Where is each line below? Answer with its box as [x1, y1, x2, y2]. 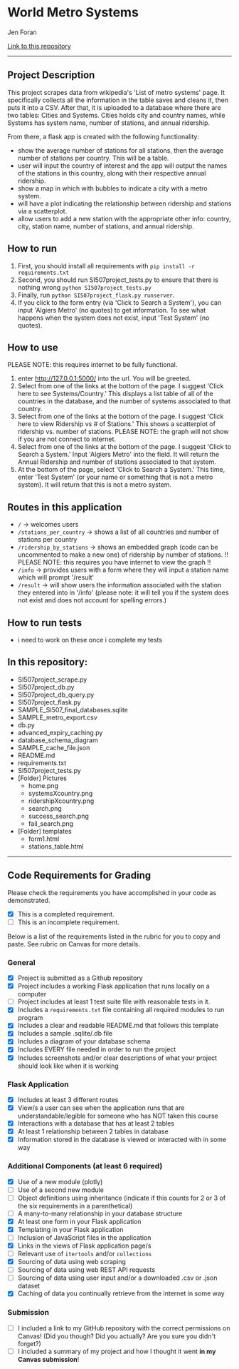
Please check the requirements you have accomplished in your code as [7, 888, 217, 896]
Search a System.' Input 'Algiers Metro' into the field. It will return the [17, 450, 220, 459]
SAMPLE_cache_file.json [17, 743, 90, 752]
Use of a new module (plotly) [17, 1177, 103, 1186]
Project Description [7, 69, 95, 81]
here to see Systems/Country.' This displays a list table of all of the [17, 390, 213, 398]
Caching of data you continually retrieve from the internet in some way [17, 1289, 225, 1298]
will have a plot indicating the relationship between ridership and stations [17, 199, 232, 208]
